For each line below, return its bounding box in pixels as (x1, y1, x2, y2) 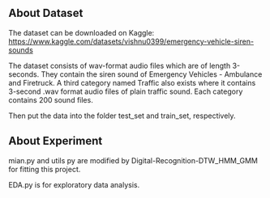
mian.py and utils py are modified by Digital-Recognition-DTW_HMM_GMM (8, 155, 258, 165)
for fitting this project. (8, 164, 81, 174)
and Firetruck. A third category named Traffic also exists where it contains (8, 78, 256, 87)
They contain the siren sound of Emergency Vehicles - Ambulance (41, 69, 263, 79)
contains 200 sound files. (8, 95, 93, 104)
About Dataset (8, 6, 84, 20)
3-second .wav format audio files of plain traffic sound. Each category (8, 86, 243, 96)
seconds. (8, 69, 40, 79)
